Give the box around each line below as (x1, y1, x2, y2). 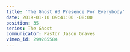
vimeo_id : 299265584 (6, 36, 58, 42)
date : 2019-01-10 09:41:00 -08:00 (6, 14, 93, 20)
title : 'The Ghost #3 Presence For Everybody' (6, 8, 125, 15)
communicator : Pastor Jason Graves (6, 31, 96, 37)
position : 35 (6, 20, 39, 26)
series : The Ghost (6, 25, 52, 32)
